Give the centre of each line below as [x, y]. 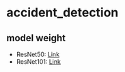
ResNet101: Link [38, 62]
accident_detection [62, 13]
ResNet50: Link [38, 54]
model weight [36, 38]
